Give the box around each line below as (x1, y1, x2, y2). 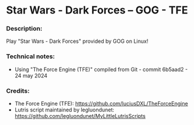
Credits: (6, 86, 30, 94)
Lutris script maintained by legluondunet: (14, 106, 115, 113)
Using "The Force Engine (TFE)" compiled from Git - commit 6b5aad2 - (14, 66, 188, 73)
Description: (6, 25, 42, 33)
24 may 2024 (14, 72, 48, 79)
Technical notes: (6, 52, 55, 60)
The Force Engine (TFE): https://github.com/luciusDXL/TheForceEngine (14, 100, 189, 107)
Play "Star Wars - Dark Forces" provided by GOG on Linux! (6, 38, 149, 45)
